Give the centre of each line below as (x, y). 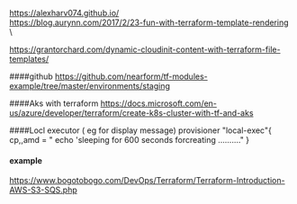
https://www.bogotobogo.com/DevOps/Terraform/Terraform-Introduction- (147, 181)
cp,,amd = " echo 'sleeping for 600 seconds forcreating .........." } (130, 140)
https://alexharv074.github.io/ (64, 13)
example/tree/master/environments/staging (90, 86)
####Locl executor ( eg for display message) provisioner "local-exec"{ (140, 130)
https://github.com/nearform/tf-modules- (132, 76)
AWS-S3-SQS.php (44, 190)
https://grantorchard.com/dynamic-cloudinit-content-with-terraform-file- (145, 49)
